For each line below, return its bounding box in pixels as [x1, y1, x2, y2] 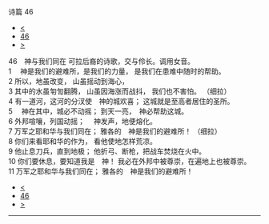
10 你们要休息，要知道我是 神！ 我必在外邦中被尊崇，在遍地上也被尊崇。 [8, 157, 251, 166]
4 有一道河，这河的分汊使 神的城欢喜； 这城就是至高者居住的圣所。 [8, 97, 235, 106]
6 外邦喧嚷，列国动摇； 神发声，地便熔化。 [8, 117, 158, 126]
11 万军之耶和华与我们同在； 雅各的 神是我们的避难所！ [8, 166, 194, 176]
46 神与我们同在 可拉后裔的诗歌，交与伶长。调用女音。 [8, 57, 195, 66]
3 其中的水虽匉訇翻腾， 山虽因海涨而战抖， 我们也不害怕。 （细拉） [8, 86, 231, 96]
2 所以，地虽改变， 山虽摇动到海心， [8, 77, 130, 86]
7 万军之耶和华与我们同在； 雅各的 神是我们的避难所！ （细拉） [8, 126, 222, 136]
